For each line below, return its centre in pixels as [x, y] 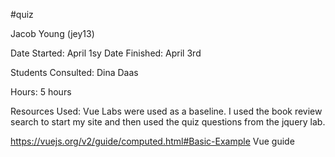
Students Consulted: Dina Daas [74, 72]
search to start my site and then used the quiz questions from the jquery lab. [168, 122]
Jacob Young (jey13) [52, 33]
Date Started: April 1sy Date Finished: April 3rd [106, 53]
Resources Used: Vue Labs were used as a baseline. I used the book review [166, 111]
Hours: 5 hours [41, 92]
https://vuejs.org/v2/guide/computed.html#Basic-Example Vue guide [152, 141]
